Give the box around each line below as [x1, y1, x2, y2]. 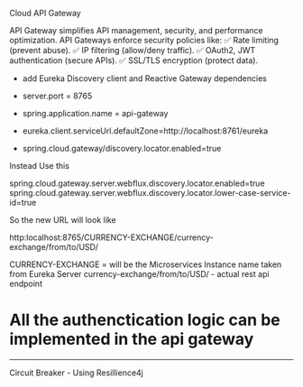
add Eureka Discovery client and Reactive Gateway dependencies [22, 73, 268, 84]
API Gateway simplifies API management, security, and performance [9, 25, 263, 35]
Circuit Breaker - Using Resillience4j [9, 367, 144, 378]
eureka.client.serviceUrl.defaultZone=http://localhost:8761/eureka [22, 125, 269, 136]
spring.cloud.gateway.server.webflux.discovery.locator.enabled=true [9, 178, 265, 189]
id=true [9, 198, 37, 207]
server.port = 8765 [22, 90, 93, 101]
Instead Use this [9, 161, 70, 170]
